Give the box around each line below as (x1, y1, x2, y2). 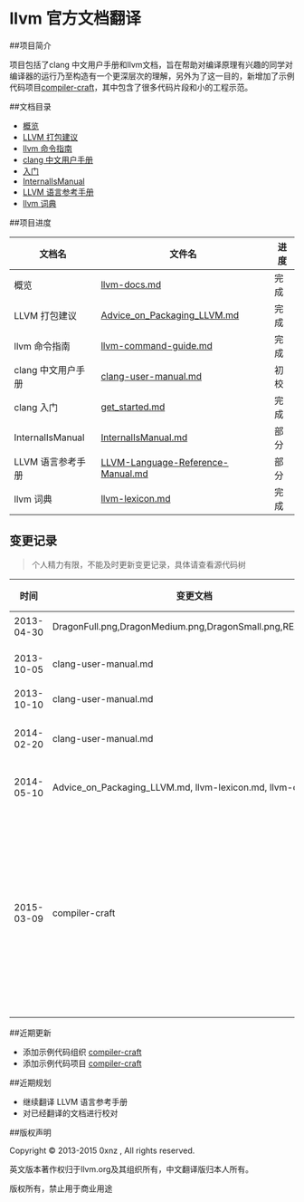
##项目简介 (9, 40, 52, 51)
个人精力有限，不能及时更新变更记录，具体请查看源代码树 (31, 559, 246, 570)
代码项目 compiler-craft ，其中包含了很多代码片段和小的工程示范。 (9, 82, 253, 92)
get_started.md (100, 400, 166, 413)
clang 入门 (14, 400, 59, 413)
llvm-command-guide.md (100, 339, 213, 351)
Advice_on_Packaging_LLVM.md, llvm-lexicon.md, (52, 781, 268, 793)
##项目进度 (9, 216, 52, 227)
